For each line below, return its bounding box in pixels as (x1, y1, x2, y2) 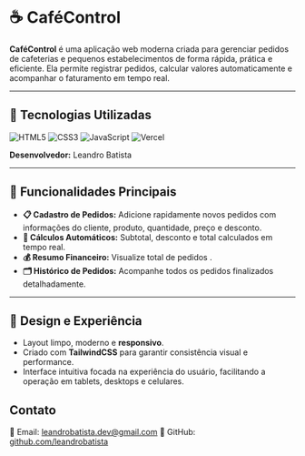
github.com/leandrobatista (9, 436, 109, 447)
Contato (9, 402, 56, 418)
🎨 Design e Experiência (9, 313, 143, 329)
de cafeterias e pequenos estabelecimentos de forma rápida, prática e (9, 53, 273, 64)
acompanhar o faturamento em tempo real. (9, 72, 171, 83)
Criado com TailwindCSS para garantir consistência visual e (22, 347, 248, 358)
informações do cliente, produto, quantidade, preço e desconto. (22, 222, 262, 233)
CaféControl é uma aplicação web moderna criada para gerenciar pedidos (9, 43, 289, 55)
